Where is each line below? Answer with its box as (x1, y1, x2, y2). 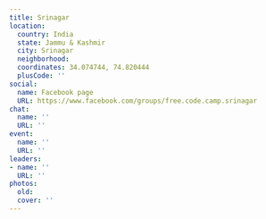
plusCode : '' (17, 72, 66, 80)
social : (9, 80, 38, 88)
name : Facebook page (17, 88, 94, 97)
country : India (17, 29, 74, 38)
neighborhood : (17, 55, 70, 63)
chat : (9, 105, 29, 114)
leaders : (9, 154, 42, 164)
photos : (9, 180, 38, 189)
